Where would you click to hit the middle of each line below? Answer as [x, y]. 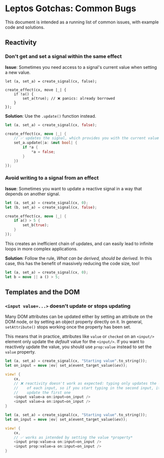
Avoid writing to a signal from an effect [52, 178]
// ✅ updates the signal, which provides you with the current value [87, 138]
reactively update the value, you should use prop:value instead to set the [79, 347]
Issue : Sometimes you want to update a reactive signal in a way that [74, 188]
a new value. [18, 72]
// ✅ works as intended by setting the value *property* [73, 437]
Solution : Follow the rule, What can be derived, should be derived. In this [79, 258]
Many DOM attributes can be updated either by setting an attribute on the [79, 317]
